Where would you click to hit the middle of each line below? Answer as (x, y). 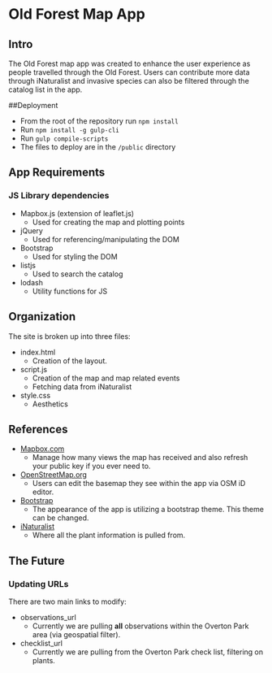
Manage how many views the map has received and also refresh (140, 458)
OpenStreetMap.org (54, 475)
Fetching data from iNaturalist (82, 386)
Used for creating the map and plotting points (108, 222)
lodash (31, 282)
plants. (43, 660)
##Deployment (33, 105)
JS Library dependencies (59, 196)
